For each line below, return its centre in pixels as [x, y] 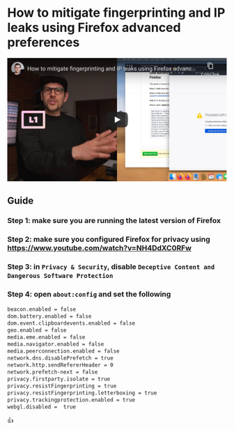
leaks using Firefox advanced [94, 28]
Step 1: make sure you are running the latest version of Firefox [114, 221]
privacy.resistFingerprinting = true [62, 386]
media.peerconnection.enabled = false [63, 351]
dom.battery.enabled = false [49, 316]
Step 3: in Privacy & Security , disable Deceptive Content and [111, 267]
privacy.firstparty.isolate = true [59, 379]
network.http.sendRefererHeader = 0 [60, 365]
